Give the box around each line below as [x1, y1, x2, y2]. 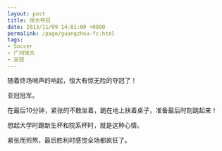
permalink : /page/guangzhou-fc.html [7, 29, 115, 37]
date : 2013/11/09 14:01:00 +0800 [7, 23, 106, 30]
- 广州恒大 [7, 50, 35, 57]
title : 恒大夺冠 [7, 17, 51, 24]
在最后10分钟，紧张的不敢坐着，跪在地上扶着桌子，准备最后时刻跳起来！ [7, 106, 218, 114]
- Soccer [7, 43, 33, 50]
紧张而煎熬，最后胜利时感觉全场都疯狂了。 [7, 136, 131, 144]
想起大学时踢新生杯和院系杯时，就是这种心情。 [7, 121, 143, 129]
